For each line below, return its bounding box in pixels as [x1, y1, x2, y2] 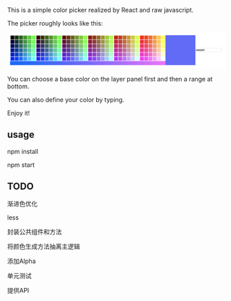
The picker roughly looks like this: [7, 19, 104, 27]
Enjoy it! [7, 108, 30, 117]
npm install [7, 147, 39, 155]
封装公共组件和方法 [7, 228, 62, 236]
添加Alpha [7, 257, 36, 265]
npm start [7, 160, 35, 168]
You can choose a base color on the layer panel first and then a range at [7, 75, 213, 83]
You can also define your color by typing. [7, 95, 124, 104]
